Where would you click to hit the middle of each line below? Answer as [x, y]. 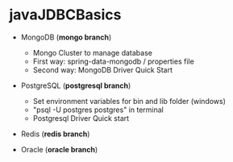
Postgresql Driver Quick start [81, 118]
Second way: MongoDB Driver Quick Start [102, 69]
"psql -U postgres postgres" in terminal [98, 110]
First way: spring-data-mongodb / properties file [113, 61]
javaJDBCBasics [65, 15]
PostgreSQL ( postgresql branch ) [76, 85]
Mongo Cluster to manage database [92, 52]
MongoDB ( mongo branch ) [66, 37]
